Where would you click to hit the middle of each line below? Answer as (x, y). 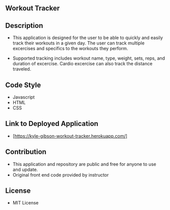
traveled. (22, 69)
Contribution (26, 152)
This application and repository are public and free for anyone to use (84, 164)
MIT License (26, 203)
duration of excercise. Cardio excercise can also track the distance (82, 64)
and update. (25, 170)
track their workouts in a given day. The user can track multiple (78, 43)
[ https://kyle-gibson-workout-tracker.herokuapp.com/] (70, 136)
